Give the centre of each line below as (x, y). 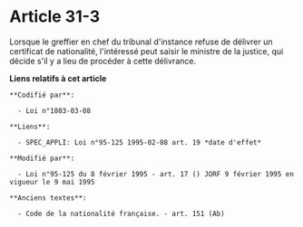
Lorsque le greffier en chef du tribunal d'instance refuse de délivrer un (142, 42)
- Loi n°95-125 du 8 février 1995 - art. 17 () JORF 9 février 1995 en (156, 174)
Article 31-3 (55, 17)
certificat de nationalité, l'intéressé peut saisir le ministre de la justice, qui (147, 51)
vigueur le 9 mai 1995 (52, 182)
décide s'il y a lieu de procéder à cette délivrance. (103, 61)
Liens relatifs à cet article (58, 78)
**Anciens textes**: (49, 198)
